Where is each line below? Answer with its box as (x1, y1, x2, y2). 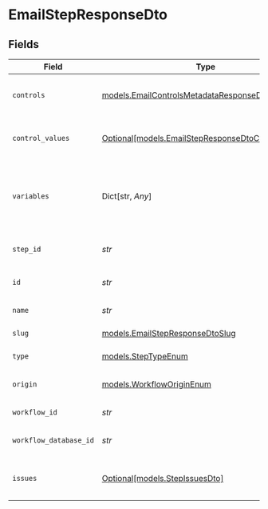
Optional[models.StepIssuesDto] (101, 473, 224, 483)
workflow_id (12, 408, 58, 417)
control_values (12, 134, 70, 142)
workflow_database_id (12, 436, 94, 445)
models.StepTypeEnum (101, 351, 189, 362)
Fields (8, 38, 40, 51)
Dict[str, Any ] (101, 190, 152, 202)
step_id (12, 245, 41, 254)
